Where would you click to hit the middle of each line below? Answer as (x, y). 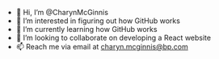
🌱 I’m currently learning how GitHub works (86, 29)
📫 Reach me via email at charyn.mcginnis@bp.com (102, 47)
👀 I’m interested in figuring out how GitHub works (98, 21)
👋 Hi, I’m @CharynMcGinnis (62, 12)
